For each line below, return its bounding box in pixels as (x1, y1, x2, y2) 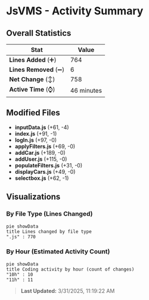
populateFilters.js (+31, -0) (14, 161, 83, 169)
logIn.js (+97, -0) (14, 136, 57, 143)
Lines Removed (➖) (9, 66, 64, 74)
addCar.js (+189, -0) (14, 149, 66, 156)
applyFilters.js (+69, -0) (14, 142, 76, 150)
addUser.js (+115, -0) (14, 155, 67, 163)
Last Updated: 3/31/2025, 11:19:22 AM (20, 287, 115, 294)
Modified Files (6, 108, 61, 118)
